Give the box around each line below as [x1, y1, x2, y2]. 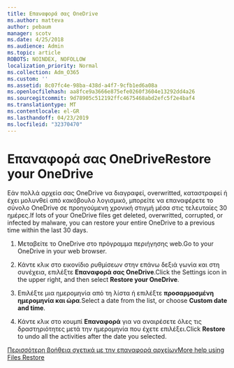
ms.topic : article [7, 50, 61, 57]
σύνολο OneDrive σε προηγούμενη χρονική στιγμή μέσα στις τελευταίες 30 [7, 204, 228, 212]
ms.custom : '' [7, 75, 49, 83]
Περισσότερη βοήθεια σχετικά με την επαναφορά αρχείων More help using [7, 346, 225, 354]
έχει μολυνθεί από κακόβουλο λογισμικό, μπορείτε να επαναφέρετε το [7, 197, 214, 205]
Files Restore [7, 353, 45, 362]
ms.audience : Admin [7, 43, 64, 50]
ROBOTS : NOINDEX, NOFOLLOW [7, 56, 86, 63]
